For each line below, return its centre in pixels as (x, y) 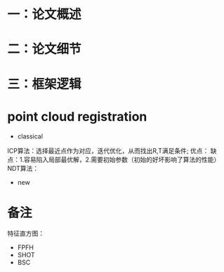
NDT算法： (23, 168)
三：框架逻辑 (45, 84)
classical (30, 136)
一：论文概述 (45, 14)
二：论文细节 (45, 49)
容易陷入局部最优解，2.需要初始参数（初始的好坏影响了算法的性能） (122, 160)
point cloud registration (77, 116)
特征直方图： (26, 233)
